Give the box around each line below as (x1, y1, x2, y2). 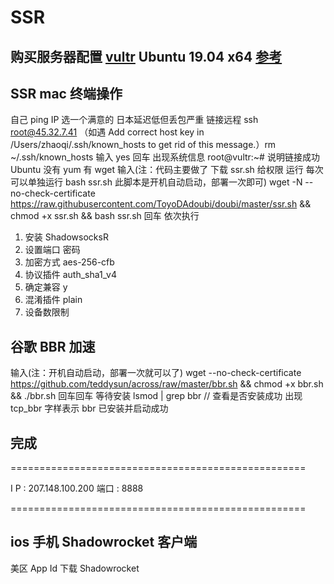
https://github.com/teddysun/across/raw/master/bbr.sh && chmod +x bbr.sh (10, 378, 324, 390)
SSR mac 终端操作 (10, 85, 123, 102)
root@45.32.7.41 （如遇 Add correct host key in (10, 126, 205, 138)
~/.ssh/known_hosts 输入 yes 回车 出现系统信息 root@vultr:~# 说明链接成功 (10, 151, 320, 163)
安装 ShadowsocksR (24, 231, 109, 243)
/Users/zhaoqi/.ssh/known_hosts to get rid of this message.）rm (10, 139, 277, 151)
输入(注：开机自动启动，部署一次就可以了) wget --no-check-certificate (10, 367, 302, 379)
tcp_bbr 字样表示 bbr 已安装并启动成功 (10, 402, 169, 415)
